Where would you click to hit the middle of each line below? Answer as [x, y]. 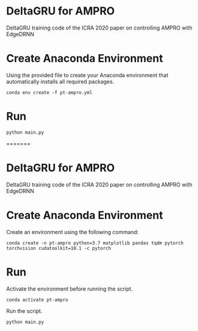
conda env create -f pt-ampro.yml [49, 92]
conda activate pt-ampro [37, 300]
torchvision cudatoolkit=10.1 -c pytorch [59, 248]
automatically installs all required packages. [60, 81]
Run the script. [24, 311]
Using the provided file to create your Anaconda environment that [87, 75]
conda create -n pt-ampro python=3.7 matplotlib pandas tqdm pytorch [95, 243]
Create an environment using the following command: [73, 232]
